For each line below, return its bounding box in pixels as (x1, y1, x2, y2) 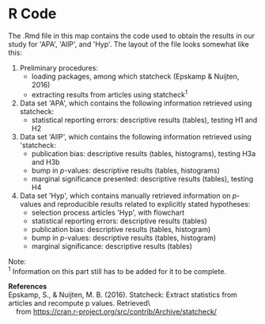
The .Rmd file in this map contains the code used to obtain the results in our (8, 31, 256, 40)
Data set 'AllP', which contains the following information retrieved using (19, 132, 252, 141)
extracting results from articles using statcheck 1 (31, 88, 188, 99)
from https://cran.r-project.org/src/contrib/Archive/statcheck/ (15, 307, 218, 317)
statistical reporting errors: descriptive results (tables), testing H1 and (31, 115, 258, 124)
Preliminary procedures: (19, 63, 99, 72)
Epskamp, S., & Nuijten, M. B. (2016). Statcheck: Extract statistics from (8, 290, 237, 299)
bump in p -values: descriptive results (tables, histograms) (31, 166, 220, 175)
